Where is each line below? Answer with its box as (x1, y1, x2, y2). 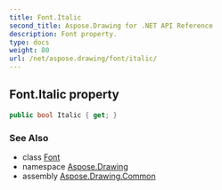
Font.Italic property (9, 87, 119, 102)
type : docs (9, 37, 50, 47)
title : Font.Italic (9, 12, 82, 22)
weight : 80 (9, 46, 50, 55)
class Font (21, 152, 61, 162)
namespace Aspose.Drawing (21, 161, 128, 171)
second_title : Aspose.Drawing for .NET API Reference (9, 21, 214, 30)
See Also (9, 131, 49, 144)
